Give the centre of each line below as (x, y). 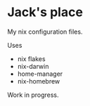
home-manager (40, 74)
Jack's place (45, 12)
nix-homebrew (39, 81)
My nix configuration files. (45, 32)
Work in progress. (33, 95)
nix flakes (31, 59)
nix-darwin (33, 66)
